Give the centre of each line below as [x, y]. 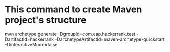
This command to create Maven [73, 9]
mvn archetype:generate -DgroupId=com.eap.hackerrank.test [70, 34]
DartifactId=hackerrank [29, 39]
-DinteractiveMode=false [31, 44]
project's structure [46, 20]
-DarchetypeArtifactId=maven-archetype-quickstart [110, 39]
